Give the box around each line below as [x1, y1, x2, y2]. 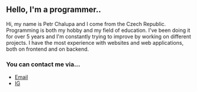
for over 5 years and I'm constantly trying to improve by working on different [6, 32, 191, 40]
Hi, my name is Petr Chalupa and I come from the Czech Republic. [6, 20, 166, 27]
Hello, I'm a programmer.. [6, 5, 102, 15]
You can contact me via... [6, 60, 81, 68]
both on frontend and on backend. [6, 45, 89, 52]
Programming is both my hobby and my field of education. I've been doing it [6, 27, 191, 34]
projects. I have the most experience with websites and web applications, [6, 39, 184, 46]
